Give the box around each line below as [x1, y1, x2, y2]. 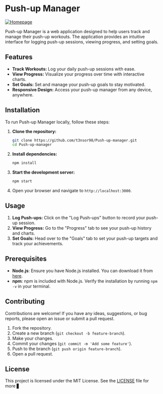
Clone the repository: [12, 128, 57, 134]
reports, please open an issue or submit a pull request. [5, 315, 115, 321]
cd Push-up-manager [12, 142, 52, 147]
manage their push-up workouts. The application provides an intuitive [5, 34, 145, 39]
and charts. [12, 230, 35, 236]
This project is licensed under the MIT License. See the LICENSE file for [5, 378, 149, 384]
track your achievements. [12, 240, 63, 246]
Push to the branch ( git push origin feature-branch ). [12, 346, 122, 352]
